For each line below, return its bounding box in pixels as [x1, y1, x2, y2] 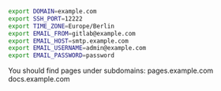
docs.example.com [8, 74, 70, 84]
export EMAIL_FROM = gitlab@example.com [8, 29, 136, 37]
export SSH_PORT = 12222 [8, 14, 83, 23]
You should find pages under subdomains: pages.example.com [8, 66, 214, 75]
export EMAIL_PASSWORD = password [8, 51, 114, 59]
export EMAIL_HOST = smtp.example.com [8, 36, 129, 45]
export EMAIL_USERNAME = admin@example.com [8, 44, 147, 52]
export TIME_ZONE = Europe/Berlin [8, 22, 114, 30]
